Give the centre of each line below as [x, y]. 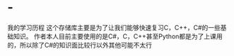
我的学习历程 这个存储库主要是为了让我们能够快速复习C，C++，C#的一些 [114, 27]
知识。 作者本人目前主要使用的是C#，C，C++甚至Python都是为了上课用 [118, 36]
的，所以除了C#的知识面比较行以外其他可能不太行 [80, 45]
